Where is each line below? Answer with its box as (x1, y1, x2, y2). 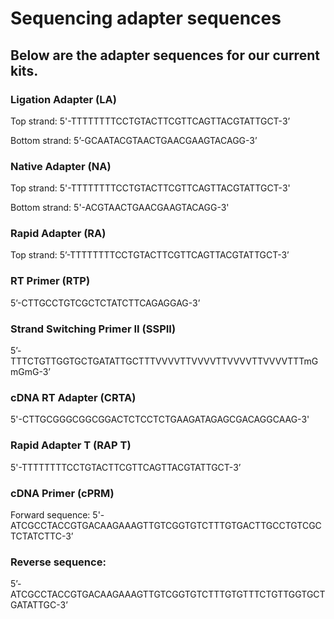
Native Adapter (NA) (10, 159, 112, 173)
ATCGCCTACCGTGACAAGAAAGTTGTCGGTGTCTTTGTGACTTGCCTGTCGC (10, 519, 322, 531)
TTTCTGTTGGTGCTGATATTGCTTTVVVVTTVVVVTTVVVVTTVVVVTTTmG (10, 355, 319, 367)
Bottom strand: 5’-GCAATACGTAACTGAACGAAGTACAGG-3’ (10, 134, 258, 146)
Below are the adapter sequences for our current (10, 47, 320, 64)
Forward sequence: (10, 508, 91, 521)
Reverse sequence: (10, 555, 107, 569)
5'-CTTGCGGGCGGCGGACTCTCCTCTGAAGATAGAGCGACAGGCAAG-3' (10, 413, 310, 426)
